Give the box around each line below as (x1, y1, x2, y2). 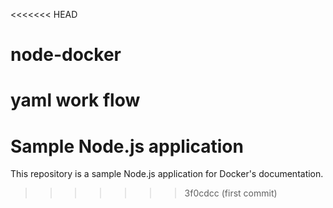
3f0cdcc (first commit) (184, 187, 278, 199)
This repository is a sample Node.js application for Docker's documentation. (10, 168, 324, 180)
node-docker (10, 44, 122, 66)
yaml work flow (10, 89, 141, 112)
